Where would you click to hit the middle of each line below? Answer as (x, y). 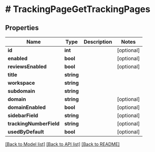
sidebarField (23, 115)
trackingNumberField (34, 124)
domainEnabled (27, 107)
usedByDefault (26, 132)
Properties (22, 28)
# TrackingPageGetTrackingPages (78, 9)
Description (98, 42)
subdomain (21, 91)
